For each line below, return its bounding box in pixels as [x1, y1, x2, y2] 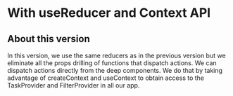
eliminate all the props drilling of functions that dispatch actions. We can [7, 59, 217, 67]
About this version [7, 33, 90, 45]
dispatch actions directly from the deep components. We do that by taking [7, 67, 223, 74]
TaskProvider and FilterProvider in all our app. [7, 81, 140, 89]
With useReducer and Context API [7, 5, 211, 21]
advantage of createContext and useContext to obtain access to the [7, 74, 205, 82]
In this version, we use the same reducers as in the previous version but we [7, 51, 227, 60]
